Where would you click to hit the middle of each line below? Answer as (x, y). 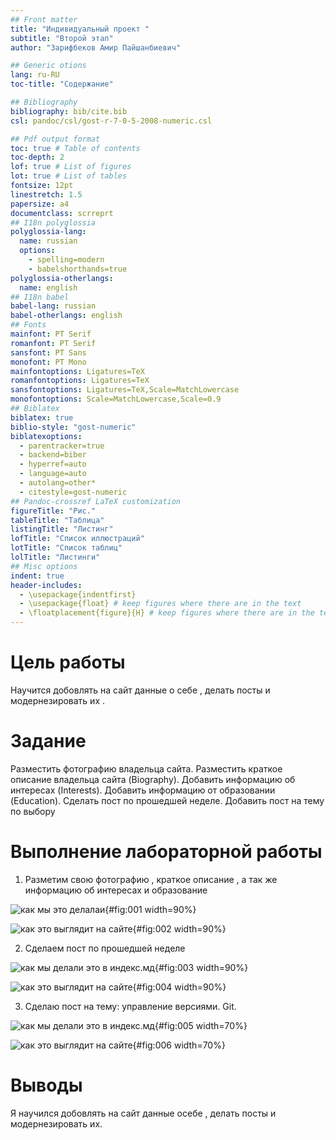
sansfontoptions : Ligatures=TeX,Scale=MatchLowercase (125, 390)
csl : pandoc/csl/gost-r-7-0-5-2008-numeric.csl (111, 121)
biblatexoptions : (46, 436)
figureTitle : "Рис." (53, 511)
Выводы (46, 1085)
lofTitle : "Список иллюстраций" (77, 539)
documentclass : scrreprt (62, 213)
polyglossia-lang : (48, 232)
